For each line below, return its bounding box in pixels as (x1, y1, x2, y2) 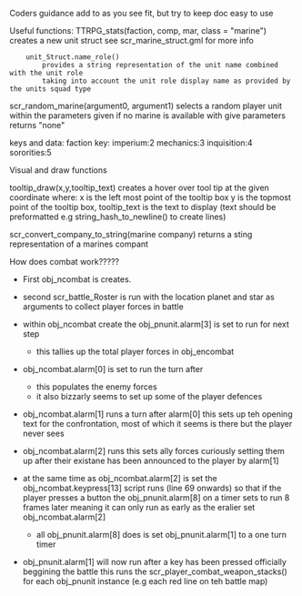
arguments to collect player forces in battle (22, 301, 184, 312)
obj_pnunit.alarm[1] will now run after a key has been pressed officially (22, 557, 287, 567)
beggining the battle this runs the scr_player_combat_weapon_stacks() (22, 566, 288, 577)
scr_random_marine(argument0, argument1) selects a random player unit (9, 100, 283, 111)
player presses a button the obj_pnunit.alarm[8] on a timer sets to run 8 (22, 492, 290, 503)
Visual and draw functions (9, 165, 107, 176)
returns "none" (9, 120, 65, 130)
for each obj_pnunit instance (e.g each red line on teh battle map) (22, 576, 268, 586)
